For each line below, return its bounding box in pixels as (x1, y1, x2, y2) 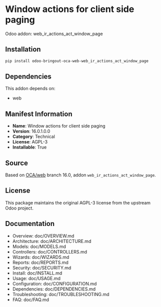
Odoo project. (5, 205, 34, 211)
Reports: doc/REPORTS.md (12, 259, 69, 265)
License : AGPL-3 (12, 139, 48, 145)
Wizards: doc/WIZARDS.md (12, 254, 69, 260)
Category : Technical (12, 133, 55, 139)
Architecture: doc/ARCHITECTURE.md (12, 238, 91, 244)
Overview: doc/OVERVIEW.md (12, 232, 74, 238)
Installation (5, 45, 41, 53)
